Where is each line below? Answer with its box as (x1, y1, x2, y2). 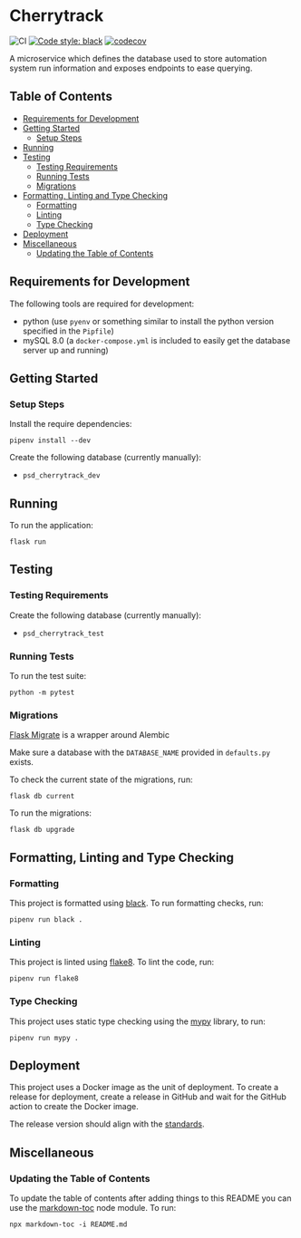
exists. (9, 757, 34, 768)
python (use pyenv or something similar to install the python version (22, 315, 275, 326)
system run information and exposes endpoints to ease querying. (9, 63, 253, 73)
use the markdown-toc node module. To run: (9, 1203, 177, 1214)
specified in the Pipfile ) (22, 325, 115, 336)
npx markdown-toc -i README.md (9, 1220, 128, 1229)
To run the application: (9, 520, 93, 531)
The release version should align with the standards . (9, 1118, 206, 1129)
